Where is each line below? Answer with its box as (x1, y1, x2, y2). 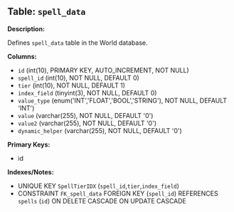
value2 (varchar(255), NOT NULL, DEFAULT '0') (17, 119, 157, 127)
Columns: (7, 52, 37, 60)
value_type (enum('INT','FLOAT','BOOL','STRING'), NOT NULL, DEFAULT (17, 96, 228, 105)
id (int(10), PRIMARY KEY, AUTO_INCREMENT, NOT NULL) (17, 65, 190, 74)
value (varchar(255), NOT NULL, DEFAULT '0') (17, 111, 154, 120)
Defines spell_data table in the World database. (7, 38, 148, 47)
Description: (7, 24, 45, 33)
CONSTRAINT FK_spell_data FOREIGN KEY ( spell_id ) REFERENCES (17, 189, 218, 198)
